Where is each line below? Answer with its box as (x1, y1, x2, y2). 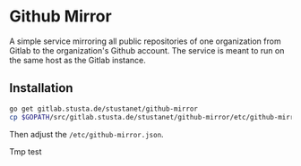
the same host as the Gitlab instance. (9, 54, 146, 65)
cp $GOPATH (9, 112, 50, 121)
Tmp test (9, 145, 42, 157)
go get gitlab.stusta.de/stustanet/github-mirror (9, 104, 199, 113)
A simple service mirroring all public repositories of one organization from (9, 36, 281, 46)
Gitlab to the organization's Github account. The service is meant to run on (9, 45, 285, 55)
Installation (9, 80, 73, 95)
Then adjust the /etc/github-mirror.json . (9, 129, 164, 139)
